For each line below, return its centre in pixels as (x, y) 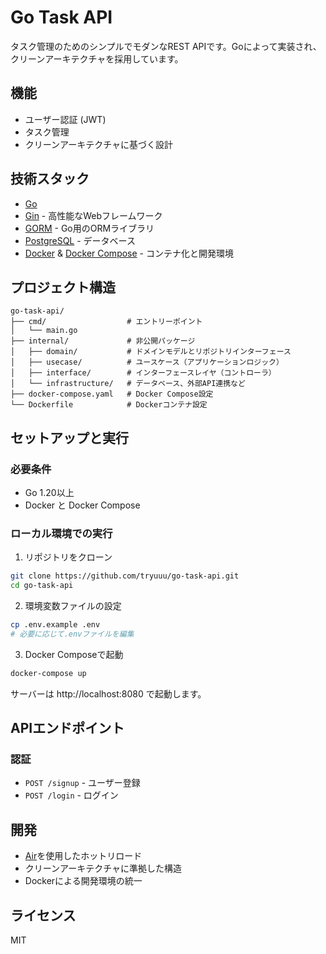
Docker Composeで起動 (74, 654)
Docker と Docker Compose (82, 505)
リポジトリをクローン (68, 557)
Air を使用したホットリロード (83, 856)
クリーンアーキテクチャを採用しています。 (97, 58)
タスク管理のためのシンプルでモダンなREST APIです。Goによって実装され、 (166, 46)
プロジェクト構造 (63, 287)
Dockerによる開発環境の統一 (83, 881)
